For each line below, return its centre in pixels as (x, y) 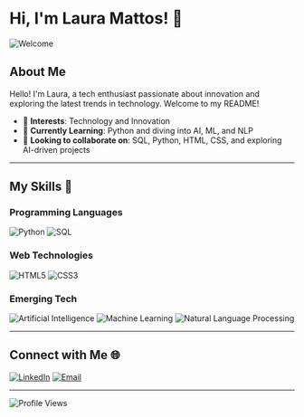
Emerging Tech (43, 299)
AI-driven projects (56, 149)
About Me (38, 72)
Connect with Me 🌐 (65, 355)
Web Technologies (51, 255)
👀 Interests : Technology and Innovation (96, 120)
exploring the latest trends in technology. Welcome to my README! (134, 103)
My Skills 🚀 (41, 187)
